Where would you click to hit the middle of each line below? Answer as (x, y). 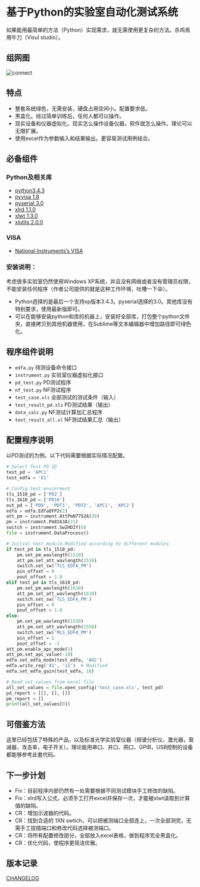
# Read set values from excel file (50, 682)
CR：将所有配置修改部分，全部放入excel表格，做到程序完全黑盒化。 (98, 835)
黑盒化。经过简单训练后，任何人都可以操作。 (70, 116)
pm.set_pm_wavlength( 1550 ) (50, 621)
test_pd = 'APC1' (28, 472)
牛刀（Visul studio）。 (37, 37)
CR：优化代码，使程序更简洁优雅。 (58, 843)
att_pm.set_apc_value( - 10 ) (40, 655)
